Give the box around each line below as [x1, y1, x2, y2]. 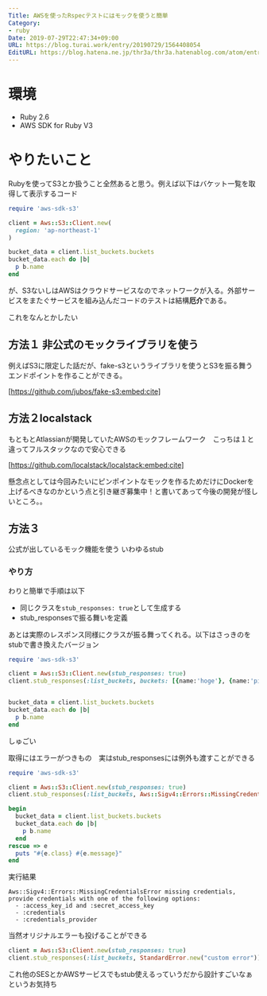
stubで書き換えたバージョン [8, 640, 99, 649]
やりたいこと [8, 151, 93, 169]
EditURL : [8, 49, 37, 56]
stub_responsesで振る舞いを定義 [19, 613, 129, 622]
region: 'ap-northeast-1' [15, 226, 102, 235]
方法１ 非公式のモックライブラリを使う [8, 338, 199, 352]
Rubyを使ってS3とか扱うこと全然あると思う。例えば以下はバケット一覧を [8, 178, 249, 188]
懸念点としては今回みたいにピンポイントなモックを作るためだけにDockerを [8, 477, 254, 486]
